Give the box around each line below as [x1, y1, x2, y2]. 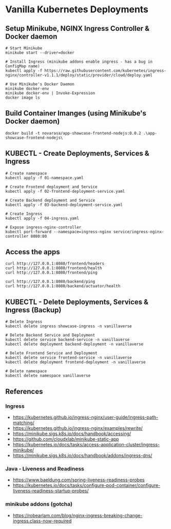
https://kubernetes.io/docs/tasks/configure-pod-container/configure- [12, 482, 161, 488]
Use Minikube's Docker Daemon [10, 82, 74, 87]
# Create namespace [5, 171, 47, 176]
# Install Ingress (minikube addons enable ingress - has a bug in [5, 59, 153, 64]
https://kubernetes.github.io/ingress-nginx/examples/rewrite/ [12, 425, 143, 431]
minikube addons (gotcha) [5, 501, 73, 508]
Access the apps [5, 248, 60, 256]
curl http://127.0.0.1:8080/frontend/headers [5, 261, 104, 267]
